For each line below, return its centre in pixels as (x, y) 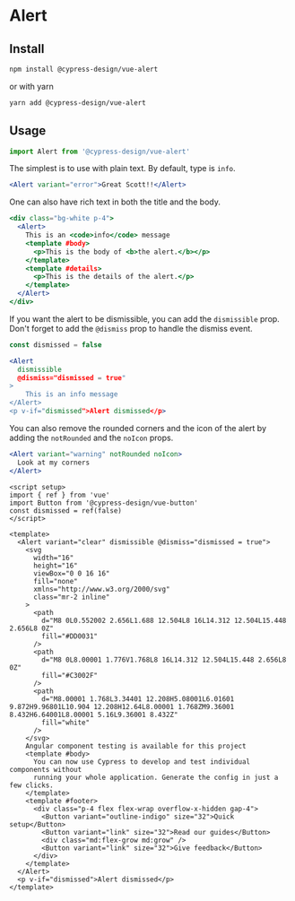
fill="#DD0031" (70, 636)
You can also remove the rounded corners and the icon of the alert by (138, 428)
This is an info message (72, 394)
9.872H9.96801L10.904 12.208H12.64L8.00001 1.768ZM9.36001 (122, 706)
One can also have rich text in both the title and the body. (115, 202)
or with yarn (31, 86)
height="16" (55, 566)
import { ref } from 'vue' (60, 495)
